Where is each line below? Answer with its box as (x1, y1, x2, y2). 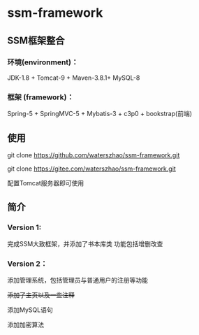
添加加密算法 (7, 320, 44, 329)
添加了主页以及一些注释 (7, 290, 75, 299)
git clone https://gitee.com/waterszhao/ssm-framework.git (7, 164, 176, 173)
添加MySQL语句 (7, 306, 54, 314)
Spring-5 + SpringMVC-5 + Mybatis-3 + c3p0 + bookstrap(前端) (7, 110, 193, 118)
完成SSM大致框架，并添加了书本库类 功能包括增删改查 (7, 239, 163, 248)
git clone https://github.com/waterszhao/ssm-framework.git (7, 150, 180, 159)
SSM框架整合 (7, 34, 65, 46)
